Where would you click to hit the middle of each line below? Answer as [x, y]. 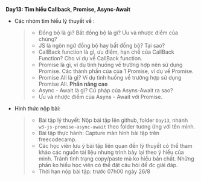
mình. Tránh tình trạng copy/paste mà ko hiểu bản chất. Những [116, 159]
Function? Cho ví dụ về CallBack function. [90, 58]
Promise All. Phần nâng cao [73, 84]
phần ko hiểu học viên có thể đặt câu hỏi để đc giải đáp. [108, 165]
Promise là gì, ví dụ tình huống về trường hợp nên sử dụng [110, 65]
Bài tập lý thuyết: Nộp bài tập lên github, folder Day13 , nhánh [113, 120]
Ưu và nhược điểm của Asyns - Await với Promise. [101, 97]
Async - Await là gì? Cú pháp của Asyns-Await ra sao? [106, 90]
